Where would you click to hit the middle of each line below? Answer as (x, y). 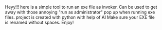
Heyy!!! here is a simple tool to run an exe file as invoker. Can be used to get (81, 7)
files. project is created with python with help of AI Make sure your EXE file (80, 17)
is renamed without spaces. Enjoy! (39, 22)
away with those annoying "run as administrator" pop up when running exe (80, 12)
